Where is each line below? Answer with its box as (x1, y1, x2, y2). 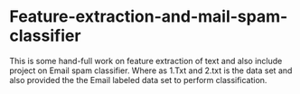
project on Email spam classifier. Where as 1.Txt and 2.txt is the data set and (9, 65, 293, 76)
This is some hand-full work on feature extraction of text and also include (9, 55, 283, 66)
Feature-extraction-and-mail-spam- (9, 6, 288, 27)
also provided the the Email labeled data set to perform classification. (9, 74, 267, 85)
